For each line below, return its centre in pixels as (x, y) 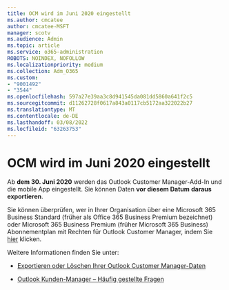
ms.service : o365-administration (55, 52)
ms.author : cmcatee (35, 20)
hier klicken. (24, 239)
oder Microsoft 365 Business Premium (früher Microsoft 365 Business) (108, 225)
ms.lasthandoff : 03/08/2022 (48, 122)
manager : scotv (29, 33)
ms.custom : (23, 77)
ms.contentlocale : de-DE (43, 116)
